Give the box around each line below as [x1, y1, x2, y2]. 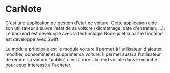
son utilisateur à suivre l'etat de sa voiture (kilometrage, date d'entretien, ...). [5, 25, 165, 31]
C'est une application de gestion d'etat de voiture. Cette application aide [5, 20, 157, 26]
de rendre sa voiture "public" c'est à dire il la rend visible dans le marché [5, 56, 158, 62]
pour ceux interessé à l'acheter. [5, 62, 72, 68]
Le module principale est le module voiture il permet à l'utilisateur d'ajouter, [5, 46, 163, 52]
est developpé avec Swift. [5, 36, 60, 42]
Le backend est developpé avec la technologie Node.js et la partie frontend [5, 30, 163, 36]
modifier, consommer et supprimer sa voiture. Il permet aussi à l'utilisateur [5, 51, 161, 57]
